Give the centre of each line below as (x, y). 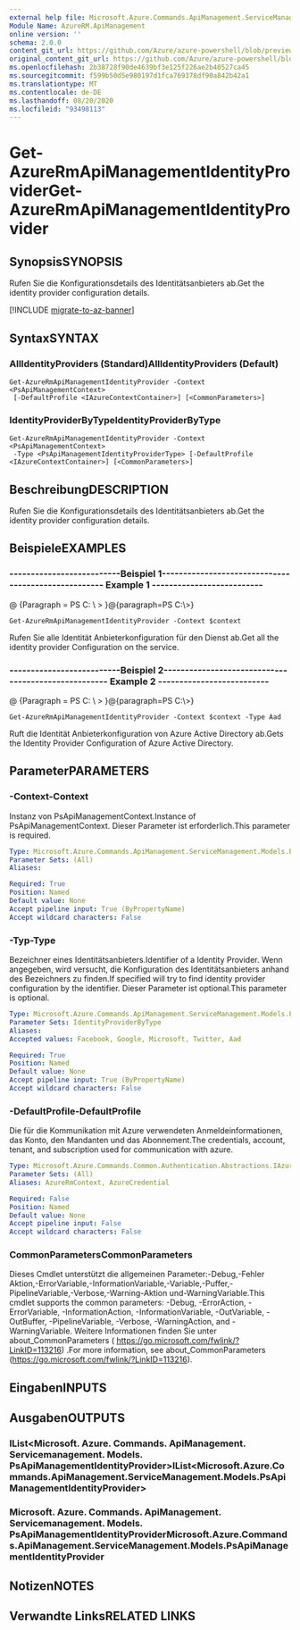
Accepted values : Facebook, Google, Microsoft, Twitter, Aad (125, 1039)
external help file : (48, 17)
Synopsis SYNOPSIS (66, 261)
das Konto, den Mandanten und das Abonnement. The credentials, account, (147, 1141)
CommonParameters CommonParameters (101, 1255)
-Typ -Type (33, 940)
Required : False (39, 1199)
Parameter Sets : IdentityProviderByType (86, 1022)
